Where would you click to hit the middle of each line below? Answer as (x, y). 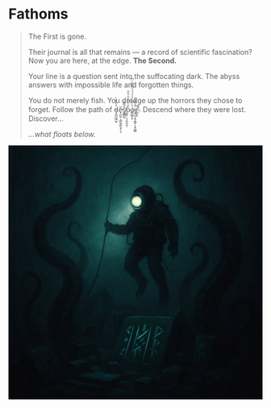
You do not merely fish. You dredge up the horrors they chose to (135, 100)
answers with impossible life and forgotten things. (111, 85)
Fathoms (38, 14)
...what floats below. (62, 134)
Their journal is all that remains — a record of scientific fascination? (140, 52)
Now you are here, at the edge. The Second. (102, 60)
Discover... (46, 119)
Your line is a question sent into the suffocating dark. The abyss (134, 76)
